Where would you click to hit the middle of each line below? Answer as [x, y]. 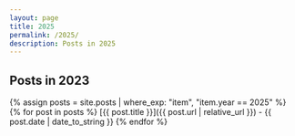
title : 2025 [32, 26]
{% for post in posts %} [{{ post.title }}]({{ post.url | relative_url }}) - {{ [140, 112]
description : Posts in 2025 [63, 43]
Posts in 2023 [50, 80]
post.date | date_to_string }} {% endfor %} [89, 122]
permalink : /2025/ [44, 35]
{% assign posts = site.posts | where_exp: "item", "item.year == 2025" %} [148, 102]
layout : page [34, 18]
